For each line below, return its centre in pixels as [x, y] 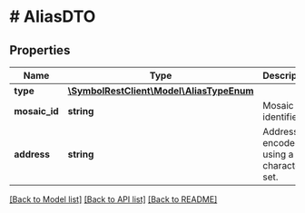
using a [278, 154]
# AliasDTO [53, 17]
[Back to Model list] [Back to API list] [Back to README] [113, 199]
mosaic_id [36, 111]
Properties [40, 50]
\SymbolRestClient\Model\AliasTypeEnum [161, 91]
